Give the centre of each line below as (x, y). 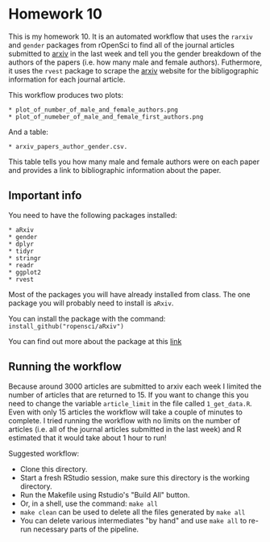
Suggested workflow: (44, 453)
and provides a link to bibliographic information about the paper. (115, 170)
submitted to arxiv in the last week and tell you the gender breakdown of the (135, 53)
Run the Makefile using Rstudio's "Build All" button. (105, 494)
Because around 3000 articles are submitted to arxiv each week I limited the (135, 386)
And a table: (28, 132)
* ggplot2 (25, 272)
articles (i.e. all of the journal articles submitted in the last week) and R (125, 429)
